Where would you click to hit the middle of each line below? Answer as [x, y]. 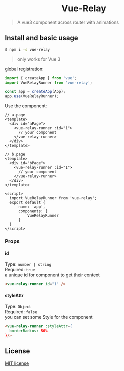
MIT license [17, 363]
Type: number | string [28, 264]
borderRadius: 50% [29, 331]
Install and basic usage [42, 38]
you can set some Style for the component [49, 317]
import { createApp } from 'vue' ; [41, 78]
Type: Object [18, 307]
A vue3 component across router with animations [68, 22]
